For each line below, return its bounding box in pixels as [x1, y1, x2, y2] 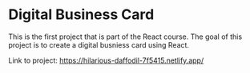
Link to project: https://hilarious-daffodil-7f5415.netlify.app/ [8, 56, 204, 65]
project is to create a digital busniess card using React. [8, 40, 190, 49]
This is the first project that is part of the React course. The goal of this [8, 32, 243, 41]
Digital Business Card [8, 6, 155, 24]
